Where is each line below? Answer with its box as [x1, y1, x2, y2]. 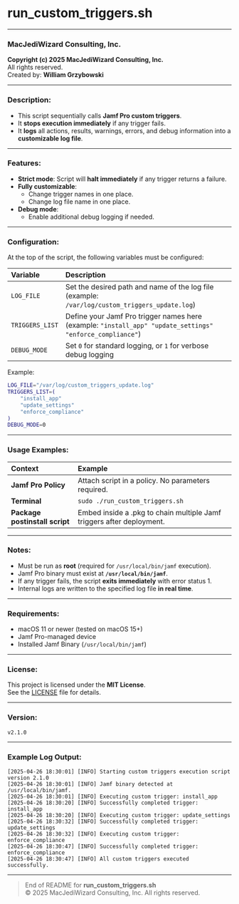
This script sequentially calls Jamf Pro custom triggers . [17, 111, 182, 120]
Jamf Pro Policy [11, 479, 65, 489]
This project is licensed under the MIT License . [7, 680, 146, 689]
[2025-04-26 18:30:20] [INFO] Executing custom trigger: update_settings [7, 812, 231, 819]
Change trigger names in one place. [28, 189, 134, 198]
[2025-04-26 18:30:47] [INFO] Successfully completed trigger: [7, 843, 199, 851]
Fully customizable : [17, 182, 77, 190]
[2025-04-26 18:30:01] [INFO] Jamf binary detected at [7, 781, 174, 788]
